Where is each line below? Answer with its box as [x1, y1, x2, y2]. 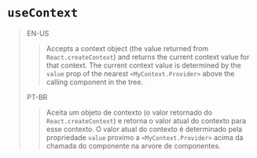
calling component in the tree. [46, 77, 143, 86]
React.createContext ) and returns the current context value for [46, 52, 250, 61]
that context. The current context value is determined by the [46, 61, 241, 70]
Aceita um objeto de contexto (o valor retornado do [46, 108, 213, 117]
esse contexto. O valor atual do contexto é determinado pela [46, 124, 243, 134]
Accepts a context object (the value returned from [46, 43, 209, 53]
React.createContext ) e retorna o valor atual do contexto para [46, 116, 247, 125]
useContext [7, 6, 79, 20]
